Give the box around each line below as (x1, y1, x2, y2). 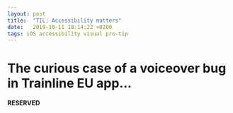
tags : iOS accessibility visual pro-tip (7, 30, 129, 37)
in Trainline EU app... (7, 76, 132, 92)
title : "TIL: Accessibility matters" (7, 17, 122, 24)
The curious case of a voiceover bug (7, 61, 227, 76)
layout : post (7, 10, 46, 18)
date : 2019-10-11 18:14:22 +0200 (7, 23, 113, 30)
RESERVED (7, 99, 40, 107)
